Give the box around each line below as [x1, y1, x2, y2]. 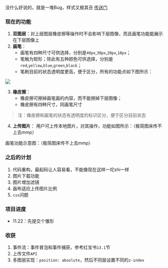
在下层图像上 [12, 37, 39, 43]
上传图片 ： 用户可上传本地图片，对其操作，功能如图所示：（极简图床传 [12, 123, 158, 129]
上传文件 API [12, 251, 38, 257]
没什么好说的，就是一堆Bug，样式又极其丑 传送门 [5, 5, 107, 10]
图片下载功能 [12, 172, 39, 178]
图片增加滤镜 [12, 179, 39, 185]
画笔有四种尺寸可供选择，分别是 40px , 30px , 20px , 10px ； [20, 50, 131, 56]
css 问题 [12, 192, 29, 198]
